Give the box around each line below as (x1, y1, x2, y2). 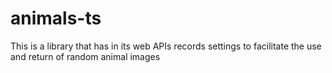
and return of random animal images (10, 50, 161, 62)
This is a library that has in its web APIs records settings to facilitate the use (10, 40, 322, 52)
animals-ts (10, 7, 102, 30)
